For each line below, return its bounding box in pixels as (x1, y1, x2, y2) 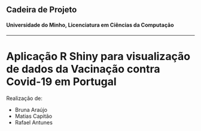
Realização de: (6, 95, 43, 102)
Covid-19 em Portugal (6, 74, 117, 88)
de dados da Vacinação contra (6, 62, 160, 76)
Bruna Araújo (14, 106, 48, 113)
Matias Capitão (14, 113, 53, 120)
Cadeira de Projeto (6, 5, 77, 15)
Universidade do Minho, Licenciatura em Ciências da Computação (6, 21, 174, 29)
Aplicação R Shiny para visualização (6, 49, 190, 63)
